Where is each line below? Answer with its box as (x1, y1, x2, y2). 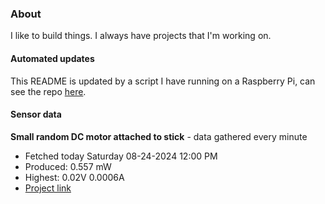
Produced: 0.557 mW (24, 160, 112, 172)
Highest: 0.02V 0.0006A (24, 171, 125, 183)
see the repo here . (10, 85, 87, 97)
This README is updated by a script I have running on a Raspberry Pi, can (10, 75, 316, 87)
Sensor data (10, 108, 62, 121)
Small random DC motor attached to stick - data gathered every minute (10, 130, 308, 142)
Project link (24, 182, 72, 194)
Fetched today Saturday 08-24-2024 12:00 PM (24, 150, 218, 162)
